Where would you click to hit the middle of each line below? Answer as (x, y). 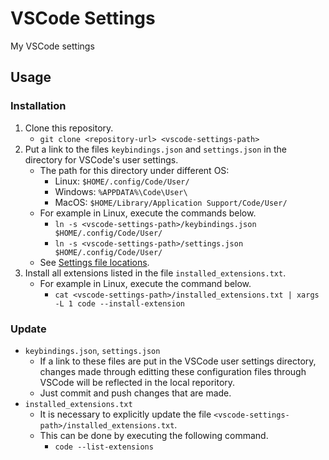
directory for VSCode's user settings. (101, 159)
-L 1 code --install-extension (119, 303)
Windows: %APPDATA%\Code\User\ (121, 191)
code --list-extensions (104, 447)
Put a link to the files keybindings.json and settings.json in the (155, 149)
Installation (38, 106)
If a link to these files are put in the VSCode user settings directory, (178, 361)
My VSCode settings (52, 46)
